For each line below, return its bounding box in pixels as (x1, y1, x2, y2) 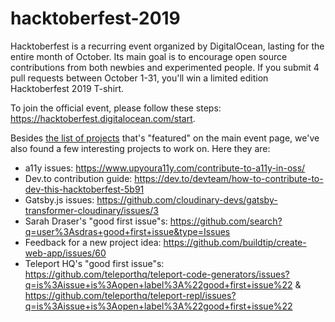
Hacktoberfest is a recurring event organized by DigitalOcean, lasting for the (10, 40, 325, 52)
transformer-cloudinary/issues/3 (24, 204, 159, 216)
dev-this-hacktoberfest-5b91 (24, 183, 145, 195)
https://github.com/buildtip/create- (163, 236, 307, 248)
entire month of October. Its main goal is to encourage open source (10, 50, 288, 62)
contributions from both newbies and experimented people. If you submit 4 (10, 61, 320, 73)
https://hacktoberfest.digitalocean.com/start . (10, 112, 196, 124)
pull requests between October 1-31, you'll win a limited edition (10, 72, 269, 84)
